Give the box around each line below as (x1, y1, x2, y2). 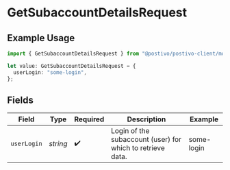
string (49, 139, 68, 149)
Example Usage (7, 32, 75, 44)
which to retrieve (110, 143, 166, 153)
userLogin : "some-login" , (13, 69, 88, 76)
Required (74, 114, 105, 124)
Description (127, 114, 166, 124)
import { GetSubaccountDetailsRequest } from (7, 50, 139, 57)
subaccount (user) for (110, 135, 181, 145)
